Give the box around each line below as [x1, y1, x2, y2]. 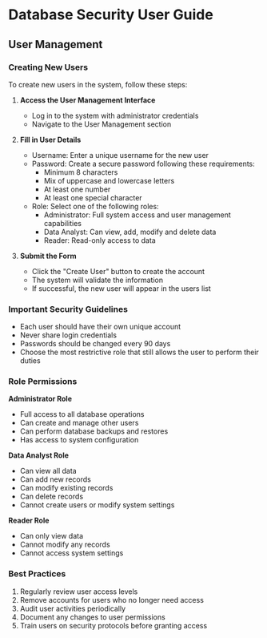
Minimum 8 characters [43, 167, 118, 177]
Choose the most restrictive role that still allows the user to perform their [19, 347, 260, 357]
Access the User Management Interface [19, 95, 156, 105]
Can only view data [19, 531, 84, 541]
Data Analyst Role [8, 450, 70, 460]
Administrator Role [8, 394, 72, 404]
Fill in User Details [19, 135, 82, 144]
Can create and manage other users [19, 418, 139, 428]
